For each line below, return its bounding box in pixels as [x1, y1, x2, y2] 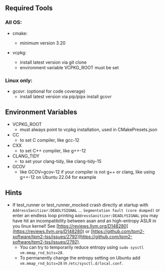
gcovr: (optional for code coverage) [12, 88, 85, 94]
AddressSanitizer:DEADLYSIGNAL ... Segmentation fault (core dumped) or [12, 207, 161, 213]
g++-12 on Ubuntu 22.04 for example [19, 174, 96, 180]
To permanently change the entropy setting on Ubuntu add [19, 255, 141, 261]
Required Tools [5, 4, 53, 12]
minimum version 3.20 [19, 40, 66, 46]
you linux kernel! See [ [12, 223, 59, 229]
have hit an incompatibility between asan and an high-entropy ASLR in [12, 218, 157, 224]
